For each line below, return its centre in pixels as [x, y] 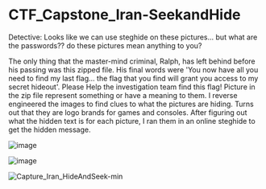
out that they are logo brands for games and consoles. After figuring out [128, 112]
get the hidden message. [50, 129]
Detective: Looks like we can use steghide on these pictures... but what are [133, 37]
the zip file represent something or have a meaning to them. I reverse [123, 95]
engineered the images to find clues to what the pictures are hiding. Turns [131, 104]
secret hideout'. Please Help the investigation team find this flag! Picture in [132, 87]
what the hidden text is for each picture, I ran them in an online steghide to [132, 121]
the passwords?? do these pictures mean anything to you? [105, 45]
